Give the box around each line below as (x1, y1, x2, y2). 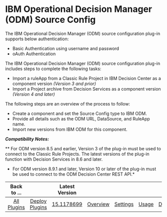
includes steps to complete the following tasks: (5, 66, 102, 72)
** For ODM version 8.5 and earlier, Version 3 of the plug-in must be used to (5, 145, 162, 151)
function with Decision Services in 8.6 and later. (5, 156, 103, 162)
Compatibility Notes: (5, 136, 49, 142)
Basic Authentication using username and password (12, 45, 119, 51)
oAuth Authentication (12, 51, 56, 57)
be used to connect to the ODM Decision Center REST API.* (12, 171, 135, 177)
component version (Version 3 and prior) (12, 81, 96, 87)
